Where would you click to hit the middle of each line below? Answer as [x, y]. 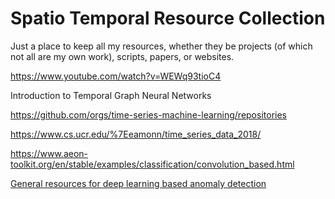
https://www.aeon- [49, 153]
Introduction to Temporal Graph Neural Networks [111, 95]
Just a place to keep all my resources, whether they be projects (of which [161, 46]
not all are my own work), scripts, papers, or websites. [122, 56]
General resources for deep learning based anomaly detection [138, 183]
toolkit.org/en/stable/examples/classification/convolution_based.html [152, 164]
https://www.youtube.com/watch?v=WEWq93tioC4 [116, 76]
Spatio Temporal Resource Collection [168, 18]
